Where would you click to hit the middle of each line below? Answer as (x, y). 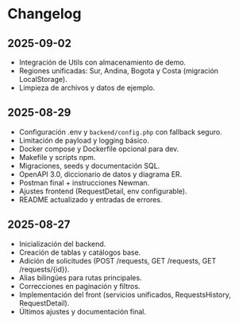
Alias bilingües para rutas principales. (80, 277)
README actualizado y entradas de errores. (91, 199)
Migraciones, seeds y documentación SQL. (89, 166)
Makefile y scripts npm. (57, 157)
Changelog (44, 14)
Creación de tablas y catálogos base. (80, 252)
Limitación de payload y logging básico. (84, 140)
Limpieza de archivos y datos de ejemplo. (87, 88)
